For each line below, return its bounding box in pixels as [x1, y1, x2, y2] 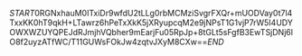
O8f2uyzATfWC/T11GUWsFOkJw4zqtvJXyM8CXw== [9, 36, 208, 47]
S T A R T [9, 8, 35, 18]
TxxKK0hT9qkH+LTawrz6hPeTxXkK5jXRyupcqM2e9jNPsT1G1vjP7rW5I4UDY [9, 17, 294, 28]
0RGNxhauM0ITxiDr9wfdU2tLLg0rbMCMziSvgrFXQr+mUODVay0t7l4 [34, 8, 293, 18]
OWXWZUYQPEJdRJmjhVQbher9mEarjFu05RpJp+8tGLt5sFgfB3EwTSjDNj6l [9, 27, 294, 37]
